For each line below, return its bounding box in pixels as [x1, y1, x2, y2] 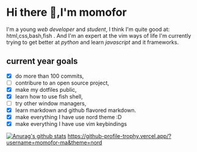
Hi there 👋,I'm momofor [6, 5, 127, 19]
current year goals [6, 56, 78, 66]
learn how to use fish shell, [15, 92, 84, 100]
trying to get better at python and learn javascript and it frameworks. [6, 38, 179, 46]
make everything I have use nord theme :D [15, 114, 122, 121]
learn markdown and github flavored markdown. [15, 106, 137, 114]
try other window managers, [15, 100, 87, 107]
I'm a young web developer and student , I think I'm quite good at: [6, 26, 170, 33]
